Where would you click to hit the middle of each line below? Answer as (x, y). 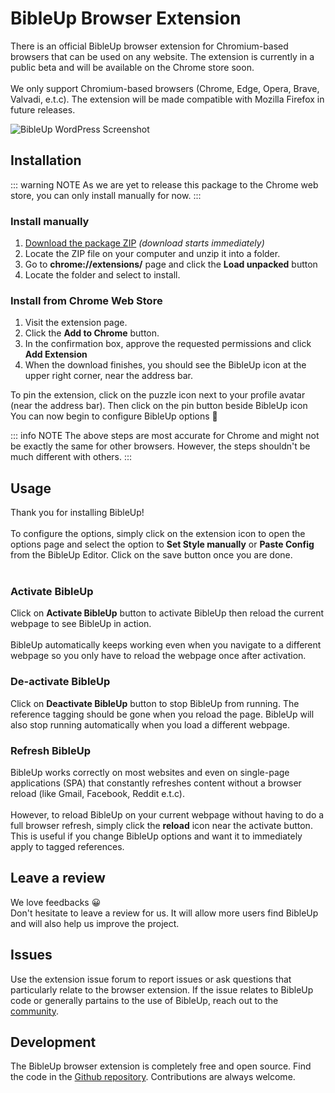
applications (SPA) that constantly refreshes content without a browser (156, 783)
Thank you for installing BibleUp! (77, 513)
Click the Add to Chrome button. (92, 333)
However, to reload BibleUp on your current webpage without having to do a (167, 815)
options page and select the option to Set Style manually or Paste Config (162, 544)
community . (35, 1011)
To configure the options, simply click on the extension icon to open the (158, 534)
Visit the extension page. (76, 323)
